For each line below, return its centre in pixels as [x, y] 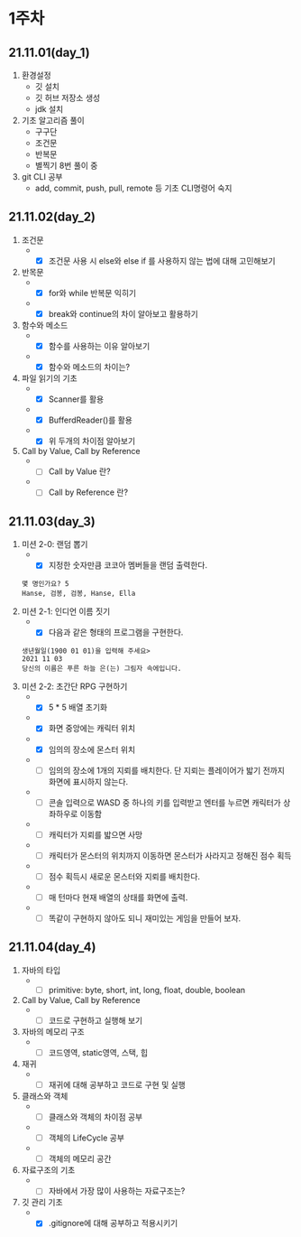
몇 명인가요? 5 [45, 584]
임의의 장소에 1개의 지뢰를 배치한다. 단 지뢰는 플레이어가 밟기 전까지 [167, 770]
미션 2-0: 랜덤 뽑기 [55, 544]
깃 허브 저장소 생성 [68, 98]
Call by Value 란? [79, 471]
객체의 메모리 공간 [80, 1159]
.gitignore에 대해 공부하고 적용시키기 [113, 1223]
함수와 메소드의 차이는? [89, 367]
